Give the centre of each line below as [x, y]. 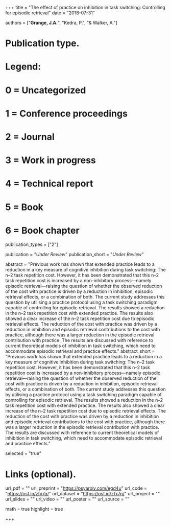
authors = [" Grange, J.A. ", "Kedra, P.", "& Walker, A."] [61, 23]
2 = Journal [30, 137]
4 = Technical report [49, 184]
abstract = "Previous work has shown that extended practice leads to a [80, 264]
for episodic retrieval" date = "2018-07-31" [50, 13]
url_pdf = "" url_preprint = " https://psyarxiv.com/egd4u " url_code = [76, 488]
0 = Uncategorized [46, 90]
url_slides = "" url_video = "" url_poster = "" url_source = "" [67, 499]
